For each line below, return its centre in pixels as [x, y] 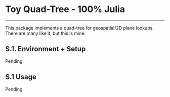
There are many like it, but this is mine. [46, 33]
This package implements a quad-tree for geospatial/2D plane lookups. [80, 28]
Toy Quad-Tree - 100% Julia [65, 9]
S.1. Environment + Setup [46, 49]
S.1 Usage [21, 77]
